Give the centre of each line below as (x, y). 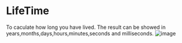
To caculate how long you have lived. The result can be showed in (86, 27)
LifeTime (28, 11)
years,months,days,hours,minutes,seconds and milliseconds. (80, 33)
